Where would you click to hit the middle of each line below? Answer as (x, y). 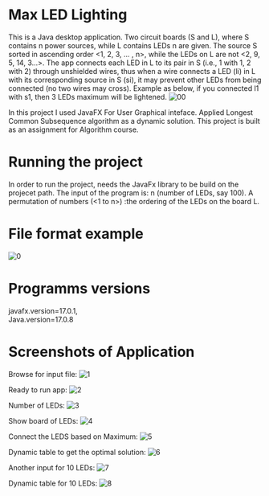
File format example (76, 234)
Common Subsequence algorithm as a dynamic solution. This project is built (134, 121)
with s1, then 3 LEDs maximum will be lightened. (88, 96)
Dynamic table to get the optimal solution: (77, 452)
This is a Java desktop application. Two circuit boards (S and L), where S (129, 37)
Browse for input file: (43, 374)
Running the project (75, 162)
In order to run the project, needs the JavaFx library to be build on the (124, 184)
